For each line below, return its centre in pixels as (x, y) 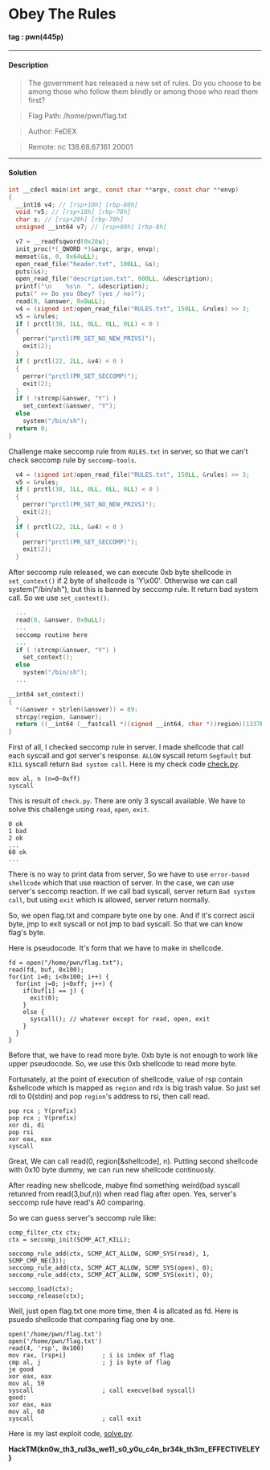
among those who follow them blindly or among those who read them (143, 91)
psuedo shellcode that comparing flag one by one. (92, 1320)
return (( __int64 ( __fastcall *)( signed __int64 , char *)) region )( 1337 (138, 725)
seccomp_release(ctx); (46, 1296)
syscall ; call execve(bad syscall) (102, 1391)
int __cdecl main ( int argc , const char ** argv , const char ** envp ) (124, 190)
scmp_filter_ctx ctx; (45, 1233)
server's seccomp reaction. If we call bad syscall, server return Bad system (132, 891)
